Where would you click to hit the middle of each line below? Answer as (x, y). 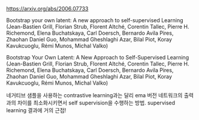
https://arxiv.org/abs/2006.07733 (47, 9)
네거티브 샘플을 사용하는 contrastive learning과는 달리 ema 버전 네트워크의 (94, 95)
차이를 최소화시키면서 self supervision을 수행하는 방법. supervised (96, 103)
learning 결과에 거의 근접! (36, 110)
